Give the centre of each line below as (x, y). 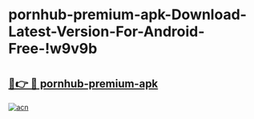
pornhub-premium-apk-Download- (127, 15)
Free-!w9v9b (53, 49)
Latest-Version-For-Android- (107, 32)
